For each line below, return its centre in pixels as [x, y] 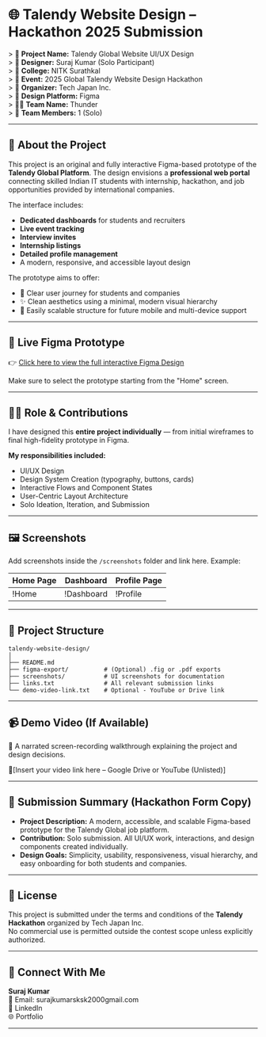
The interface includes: [46, 204]
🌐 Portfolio [26, 1016]
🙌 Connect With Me [57, 972]
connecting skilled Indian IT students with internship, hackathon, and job [127, 181]
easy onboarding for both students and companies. [103, 863]
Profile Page [139, 581]
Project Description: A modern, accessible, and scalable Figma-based [135, 821]
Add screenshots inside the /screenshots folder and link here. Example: [125, 561]
